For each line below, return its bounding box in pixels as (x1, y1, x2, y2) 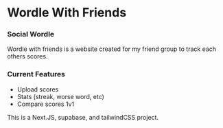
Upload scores (16, 85, 59, 94)
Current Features (7, 70, 66, 79)
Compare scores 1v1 (16, 100, 75, 108)
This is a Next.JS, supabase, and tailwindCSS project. (7, 113, 159, 121)
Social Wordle (7, 30, 55, 39)
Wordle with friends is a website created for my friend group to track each (7, 45, 217, 53)
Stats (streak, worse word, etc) (16, 92, 105, 100)
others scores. (7, 52, 48, 61)
